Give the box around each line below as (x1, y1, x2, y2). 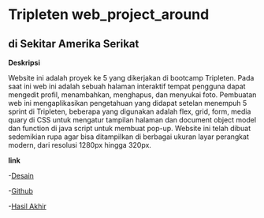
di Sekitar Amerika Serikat (8, 37, 139, 51)
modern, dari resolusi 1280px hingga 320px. (8, 141, 152, 149)
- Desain (8, 171, 34, 180)
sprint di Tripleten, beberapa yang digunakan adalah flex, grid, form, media (8, 107, 251, 116)
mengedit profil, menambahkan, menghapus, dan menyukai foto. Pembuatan (8, 90, 257, 100)
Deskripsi (8, 58, 41, 67)
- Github (8, 186, 33, 195)
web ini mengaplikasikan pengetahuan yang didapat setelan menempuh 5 (8, 99, 247, 107)
